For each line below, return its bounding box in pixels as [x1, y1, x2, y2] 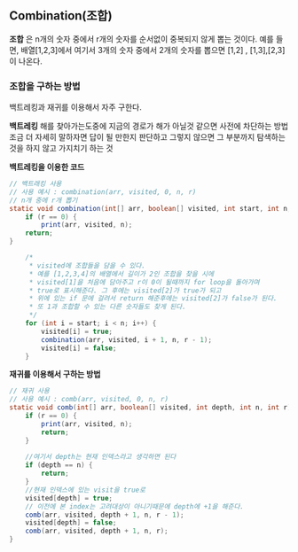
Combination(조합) [9, 8, 113, 24]
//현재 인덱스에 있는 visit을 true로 [25, 486, 146, 494]
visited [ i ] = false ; [41, 344, 117, 353]
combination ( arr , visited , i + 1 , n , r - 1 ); [41, 335, 213, 344]
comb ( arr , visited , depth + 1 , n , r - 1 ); [25, 510, 184, 519]
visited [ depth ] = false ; [25, 518, 117, 527]
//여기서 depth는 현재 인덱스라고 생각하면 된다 [25, 453, 176, 462]
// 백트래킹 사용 [9, 180, 62, 189]
